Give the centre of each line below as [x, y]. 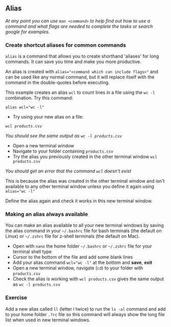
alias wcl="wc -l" [25, 107]
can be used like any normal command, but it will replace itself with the [80, 77]
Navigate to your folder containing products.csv [63, 151]
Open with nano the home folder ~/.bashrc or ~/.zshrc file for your [82, 246]
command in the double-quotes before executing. [57, 83]
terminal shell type [32, 252]
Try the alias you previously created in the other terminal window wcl [85, 157]
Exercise [16, 298]
